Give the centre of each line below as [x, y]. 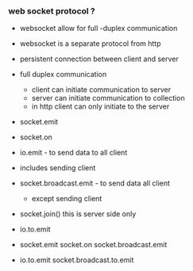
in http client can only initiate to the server [100, 107]
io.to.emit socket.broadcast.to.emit [77, 260]
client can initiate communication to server [101, 90]
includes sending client [58, 168]
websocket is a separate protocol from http [90, 44]
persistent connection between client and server [99, 59]
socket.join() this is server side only [78, 214]
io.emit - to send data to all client [73, 153]
